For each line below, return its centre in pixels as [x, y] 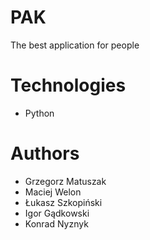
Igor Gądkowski [57, 213]
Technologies [68, 85]
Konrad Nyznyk [56, 223]
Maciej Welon [53, 192]
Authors [45, 153]
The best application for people [75, 45]
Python [39, 113]
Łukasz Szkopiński [63, 202]
